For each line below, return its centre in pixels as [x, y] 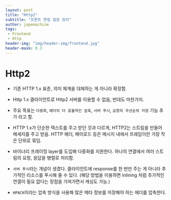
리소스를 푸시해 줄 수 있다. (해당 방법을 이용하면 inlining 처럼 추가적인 [95, 175]
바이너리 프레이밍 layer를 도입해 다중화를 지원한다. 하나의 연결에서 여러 [83, 151]
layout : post [19, 10]
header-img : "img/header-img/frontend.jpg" [52, 44]
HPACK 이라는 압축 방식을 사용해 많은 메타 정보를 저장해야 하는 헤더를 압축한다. [89, 192]
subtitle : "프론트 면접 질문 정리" [38, 19]
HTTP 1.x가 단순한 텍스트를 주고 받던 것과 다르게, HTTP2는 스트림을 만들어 [87, 127]
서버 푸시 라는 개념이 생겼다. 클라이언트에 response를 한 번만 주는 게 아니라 [87, 168]
